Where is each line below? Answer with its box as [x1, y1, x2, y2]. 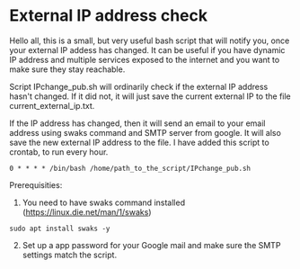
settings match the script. [22, 249, 118, 260]
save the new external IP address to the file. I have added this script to [9, 137, 269, 148]
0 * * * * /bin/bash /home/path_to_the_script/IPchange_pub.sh [9, 164, 251, 173]
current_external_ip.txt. [9, 100, 95, 111]
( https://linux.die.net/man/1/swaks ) [22, 206, 152, 217]
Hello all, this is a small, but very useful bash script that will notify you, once [9, 35, 290, 46]
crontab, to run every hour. [9, 146, 109, 157]
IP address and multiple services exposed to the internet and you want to [9, 54, 280, 65]
